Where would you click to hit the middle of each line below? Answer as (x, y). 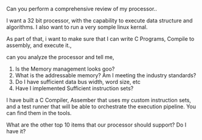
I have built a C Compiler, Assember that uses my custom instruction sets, (99, 100)
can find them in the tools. (39, 113)
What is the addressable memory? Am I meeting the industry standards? (106, 75)
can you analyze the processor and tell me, (60, 57)
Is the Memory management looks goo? (65, 69)
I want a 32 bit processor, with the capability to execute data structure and (99, 20)
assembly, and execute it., (39, 45)
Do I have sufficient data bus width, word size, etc (78, 82)
